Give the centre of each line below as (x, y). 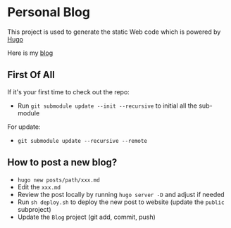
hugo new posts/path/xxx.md (58, 180)
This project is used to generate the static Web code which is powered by (114, 32)
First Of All (31, 75)
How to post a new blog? (62, 163)
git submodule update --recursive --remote (82, 141)
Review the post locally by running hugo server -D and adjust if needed (121, 194)
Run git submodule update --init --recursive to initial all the (107, 106)
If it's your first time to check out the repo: (69, 91)
